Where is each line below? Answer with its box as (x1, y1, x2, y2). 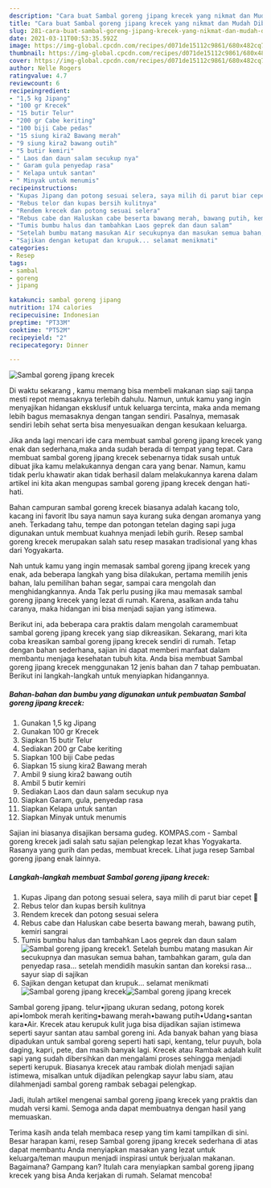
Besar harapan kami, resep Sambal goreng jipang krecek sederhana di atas (9, 1136, 258, 1146)
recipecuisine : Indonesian (9, 311, 100, 319)
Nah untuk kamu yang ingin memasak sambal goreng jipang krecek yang (9, 561, 251, 571)
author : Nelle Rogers (9, 64, 82, 73)
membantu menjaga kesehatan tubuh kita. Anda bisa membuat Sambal (9, 654, 244, 663)
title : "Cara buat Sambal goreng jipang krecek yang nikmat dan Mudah (9, 19, 251, 27)
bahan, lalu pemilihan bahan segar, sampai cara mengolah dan (9, 578, 216, 588)
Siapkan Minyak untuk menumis (20, 812, 127, 822)
